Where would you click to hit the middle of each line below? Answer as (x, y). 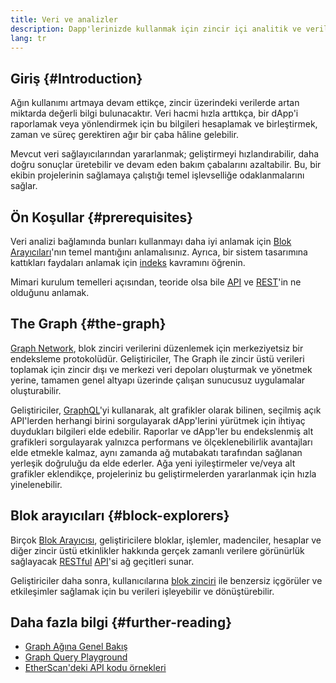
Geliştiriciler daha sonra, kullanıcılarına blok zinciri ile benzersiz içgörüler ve (166, 580)
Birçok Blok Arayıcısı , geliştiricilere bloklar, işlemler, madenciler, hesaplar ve (166, 540)
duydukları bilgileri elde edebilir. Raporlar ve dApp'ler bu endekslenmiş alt (162, 431)
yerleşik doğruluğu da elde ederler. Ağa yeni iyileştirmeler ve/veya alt (153, 463)
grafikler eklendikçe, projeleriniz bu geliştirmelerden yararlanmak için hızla (163, 473)
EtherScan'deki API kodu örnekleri (95, 668)
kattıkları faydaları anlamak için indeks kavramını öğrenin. (128, 262)
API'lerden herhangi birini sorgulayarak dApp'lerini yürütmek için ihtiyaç (158, 420)
